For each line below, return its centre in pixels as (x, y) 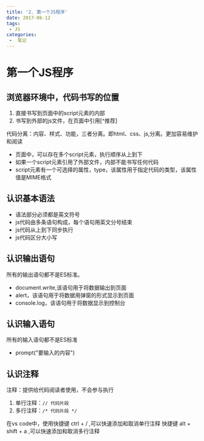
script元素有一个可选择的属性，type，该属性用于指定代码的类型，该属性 (106, 170)
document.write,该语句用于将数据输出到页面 (71, 287)
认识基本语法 (31, 199)
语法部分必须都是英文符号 (47, 214)
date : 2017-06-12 (28, 18)
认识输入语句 (31, 324)
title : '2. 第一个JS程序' (37, 12)
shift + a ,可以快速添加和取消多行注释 (53, 431)
